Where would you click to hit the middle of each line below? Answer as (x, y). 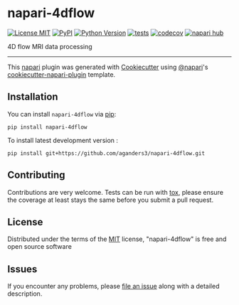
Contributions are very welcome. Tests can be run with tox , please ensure (116, 192)
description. (25, 294)
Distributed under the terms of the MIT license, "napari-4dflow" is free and (117, 239)
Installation (33, 97)
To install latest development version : (63, 140)
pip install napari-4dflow (47, 127)
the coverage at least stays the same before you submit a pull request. (111, 200)
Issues (22, 269)
